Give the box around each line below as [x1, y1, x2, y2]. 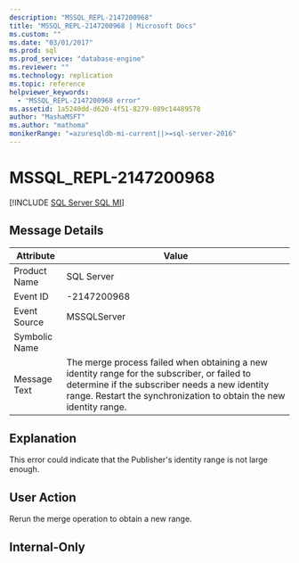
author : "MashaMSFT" [9, 112, 86, 121]
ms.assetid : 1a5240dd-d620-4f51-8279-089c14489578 [9, 104, 201, 113]
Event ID [13, 290, 49, 302]
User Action [9, 490, 77, 505]
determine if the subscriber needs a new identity [66, 378, 270, 391]
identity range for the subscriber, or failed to [66, 367, 252, 379]
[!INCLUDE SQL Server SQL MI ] [9, 197, 125, 208]
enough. [9, 464, 40, 475]
